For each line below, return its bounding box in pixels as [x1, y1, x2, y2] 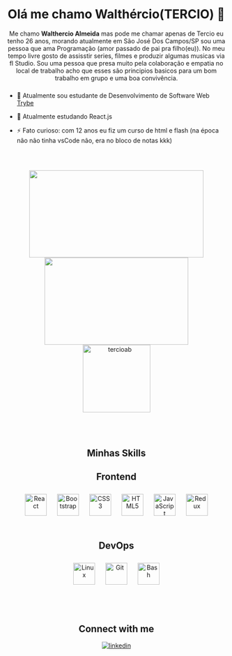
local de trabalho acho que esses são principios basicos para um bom [15, 66, 217, 75]
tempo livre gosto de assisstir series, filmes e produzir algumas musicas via [8, 52, 225, 60]
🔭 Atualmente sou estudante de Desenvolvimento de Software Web [16, 91, 210, 100]
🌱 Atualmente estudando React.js [16, 112, 113, 121]
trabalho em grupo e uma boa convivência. [54, 73, 178, 82]
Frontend [95, 471, 137, 483]
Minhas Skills [86, 447, 146, 459]
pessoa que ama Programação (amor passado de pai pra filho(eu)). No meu [7, 44, 226, 52]
